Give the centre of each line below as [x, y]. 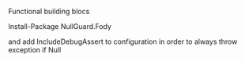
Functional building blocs [49, 11]
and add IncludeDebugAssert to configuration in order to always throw [123, 41]
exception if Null [35, 50]
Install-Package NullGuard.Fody [60, 26]
